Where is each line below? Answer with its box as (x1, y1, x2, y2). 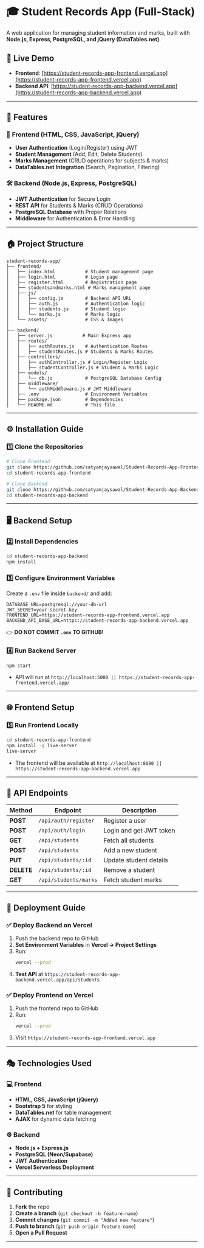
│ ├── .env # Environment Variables (6, 391, 148, 397)
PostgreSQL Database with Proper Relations (15, 208, 127, 215)
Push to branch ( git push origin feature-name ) (15, 1222, 137, 1230)
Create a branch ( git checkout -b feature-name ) (15, 1210, 138, 1217)
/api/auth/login (38, 827, 86, 834)
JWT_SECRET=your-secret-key (6, 607, 78, 613)
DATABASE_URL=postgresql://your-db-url (6, 602, 107, 608)
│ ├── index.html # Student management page (6, 268, 154, 274)
